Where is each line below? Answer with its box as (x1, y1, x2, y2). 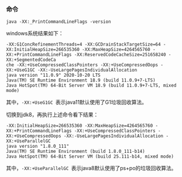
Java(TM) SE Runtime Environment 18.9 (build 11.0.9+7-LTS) (6, 77, 156, 83)
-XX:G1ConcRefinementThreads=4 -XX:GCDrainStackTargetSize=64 (6, 42, 161, 47)
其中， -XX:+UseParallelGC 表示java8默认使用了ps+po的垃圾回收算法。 (6, 165, 177, 172)
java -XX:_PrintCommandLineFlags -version (6, 19, 111, 25)
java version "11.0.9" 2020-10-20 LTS (6, 72, 101, 79)
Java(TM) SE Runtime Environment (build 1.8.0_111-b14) (6, 148, 145, 155)
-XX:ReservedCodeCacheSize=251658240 (74, 52, 166, 58)
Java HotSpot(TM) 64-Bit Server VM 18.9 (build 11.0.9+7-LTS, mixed (6, 83, 177, 88)
